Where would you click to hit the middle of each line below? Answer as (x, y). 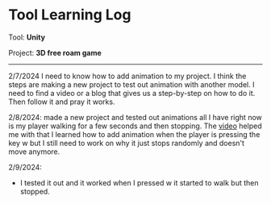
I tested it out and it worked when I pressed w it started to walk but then (139, 182)
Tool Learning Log (70, 15)
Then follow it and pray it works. (62, 102)
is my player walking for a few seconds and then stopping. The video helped (135, 126)
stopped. (35, 191)
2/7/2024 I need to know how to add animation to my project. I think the (127, 76)
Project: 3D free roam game (55, 52)
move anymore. (34, 152)
